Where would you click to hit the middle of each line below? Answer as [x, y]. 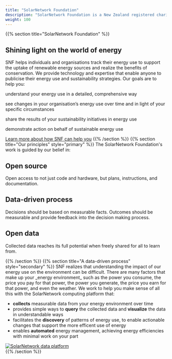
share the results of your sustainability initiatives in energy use [71, 119]
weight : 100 [18, 19]
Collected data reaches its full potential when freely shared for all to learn [83, 246]
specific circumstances [30, 109]
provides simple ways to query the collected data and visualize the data [89, 309]
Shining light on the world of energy [63, 50]
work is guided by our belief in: [38, 150]
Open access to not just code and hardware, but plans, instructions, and [81, 178]
